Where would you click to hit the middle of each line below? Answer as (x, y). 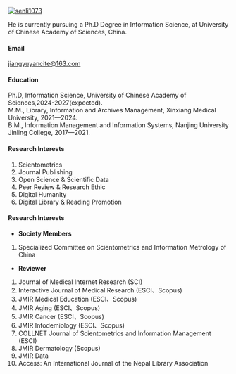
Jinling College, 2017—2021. (49, 133)
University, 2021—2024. (43, 118)
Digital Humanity (42, 194)
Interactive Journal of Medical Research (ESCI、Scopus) (100, 290)
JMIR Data (33, 356)
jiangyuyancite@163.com (44, 64)
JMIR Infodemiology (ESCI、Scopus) (72, 325)
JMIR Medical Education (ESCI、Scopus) (77, 299)
